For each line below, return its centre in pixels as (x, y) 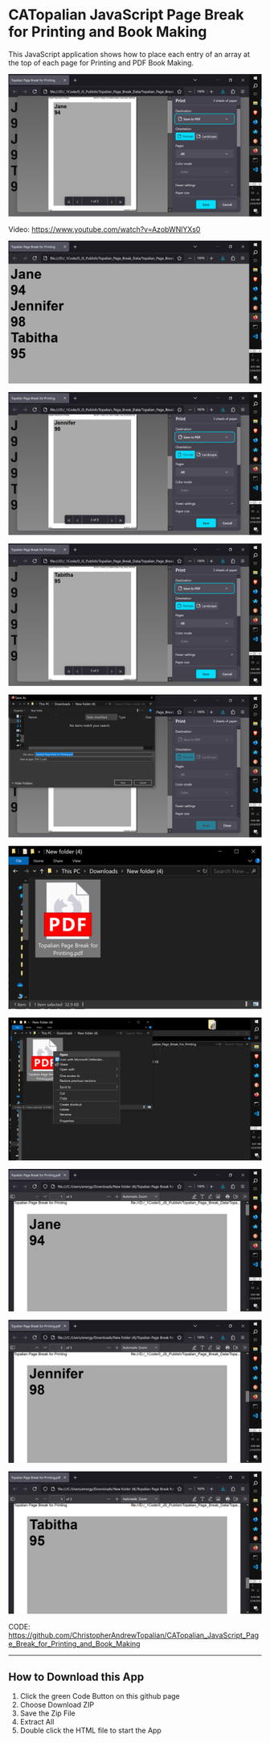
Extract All (37, 1722)
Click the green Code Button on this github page (100, 1696)
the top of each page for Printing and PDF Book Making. (101, 63)
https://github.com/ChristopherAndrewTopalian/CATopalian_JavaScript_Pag (134, 1635)
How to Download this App (76, 1677)
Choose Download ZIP (57, 1705)
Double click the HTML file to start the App (91, 1731)
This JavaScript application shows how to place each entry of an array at (129, 54)
